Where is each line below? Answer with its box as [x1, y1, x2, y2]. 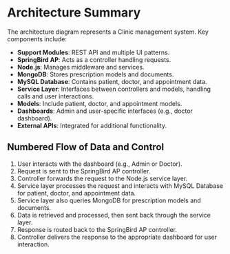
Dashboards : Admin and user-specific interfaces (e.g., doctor [17, 107, 193, 115]
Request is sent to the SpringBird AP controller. [17, 167, 151, 175]
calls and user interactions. [17, 92, 94, 100]
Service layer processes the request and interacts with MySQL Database [17, 181, 224, 190]
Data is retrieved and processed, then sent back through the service [17, 211, 211, 219]
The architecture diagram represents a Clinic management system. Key [7, 28, 209, 36]
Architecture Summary [7, 5, 141, 21]
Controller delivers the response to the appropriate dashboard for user [17, 233, 218, 241]
